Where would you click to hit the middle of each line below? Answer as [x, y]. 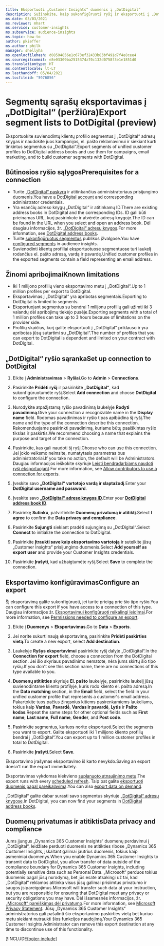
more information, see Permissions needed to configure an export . [72, 617]
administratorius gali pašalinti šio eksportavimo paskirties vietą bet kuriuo [79, 913]
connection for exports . [36, 474]
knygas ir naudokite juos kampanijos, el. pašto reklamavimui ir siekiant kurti [81, 141]
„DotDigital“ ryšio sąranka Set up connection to [78, 359]
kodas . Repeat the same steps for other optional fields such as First [80, 712]
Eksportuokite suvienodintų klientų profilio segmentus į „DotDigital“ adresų [80, 136]
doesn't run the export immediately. [41, 766]
